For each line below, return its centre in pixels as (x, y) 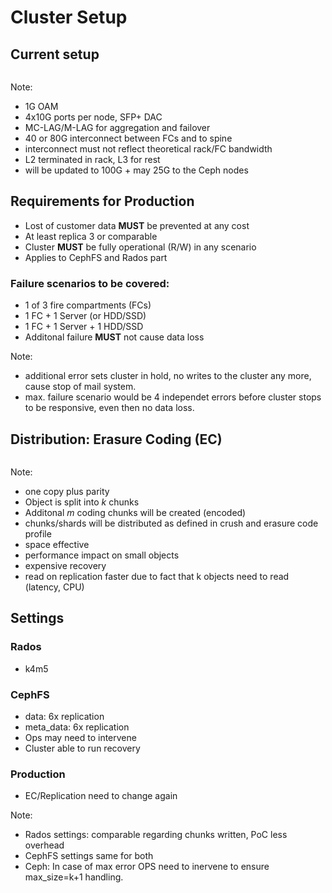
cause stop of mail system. (80, 387)
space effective (57, 544)
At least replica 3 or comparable (91, 236)
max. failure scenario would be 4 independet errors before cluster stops (173, 397)
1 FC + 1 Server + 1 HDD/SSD (84, 327)
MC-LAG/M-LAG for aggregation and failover (117, 127)
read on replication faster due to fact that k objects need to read (157, 576)
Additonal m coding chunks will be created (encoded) (135, 512)
